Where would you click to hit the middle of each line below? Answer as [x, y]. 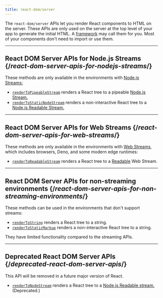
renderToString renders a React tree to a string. [60, 222]
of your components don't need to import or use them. [59, 39]
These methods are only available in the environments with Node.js [72, 78]
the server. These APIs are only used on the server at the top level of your [79, 28]
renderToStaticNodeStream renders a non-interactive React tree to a [79, 103]
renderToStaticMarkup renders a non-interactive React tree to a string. [82, 228]
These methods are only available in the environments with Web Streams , [78, 147]
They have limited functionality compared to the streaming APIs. [69, 237]
